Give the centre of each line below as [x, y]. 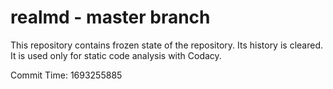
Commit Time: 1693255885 [66, 75]
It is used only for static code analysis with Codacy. [116, 55]
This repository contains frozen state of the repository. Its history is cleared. [166, 45]
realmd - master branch [110, 17]
